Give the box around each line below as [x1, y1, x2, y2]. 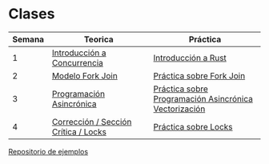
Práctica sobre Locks [153, 121, 234, 132]
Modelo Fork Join [51, 70, 118, 81]
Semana [12, 34, 45, 45]
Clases [8, 5, 55, 23]
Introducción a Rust [153, 52, 227, 63]
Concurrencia [51, 57, 104, 68]
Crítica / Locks [51, 126, 106, 137]
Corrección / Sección [51, 116, 132, 127]
